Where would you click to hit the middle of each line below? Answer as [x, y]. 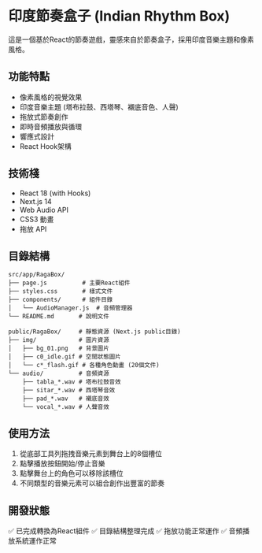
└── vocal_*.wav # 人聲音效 [66, 407]
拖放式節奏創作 [44, 117]
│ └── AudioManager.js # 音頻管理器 [70, 308]
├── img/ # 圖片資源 [59, 340]
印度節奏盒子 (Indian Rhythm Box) [119, 16]
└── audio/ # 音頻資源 [59, 374]
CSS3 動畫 [37, 219]
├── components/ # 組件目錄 [61, 300]
